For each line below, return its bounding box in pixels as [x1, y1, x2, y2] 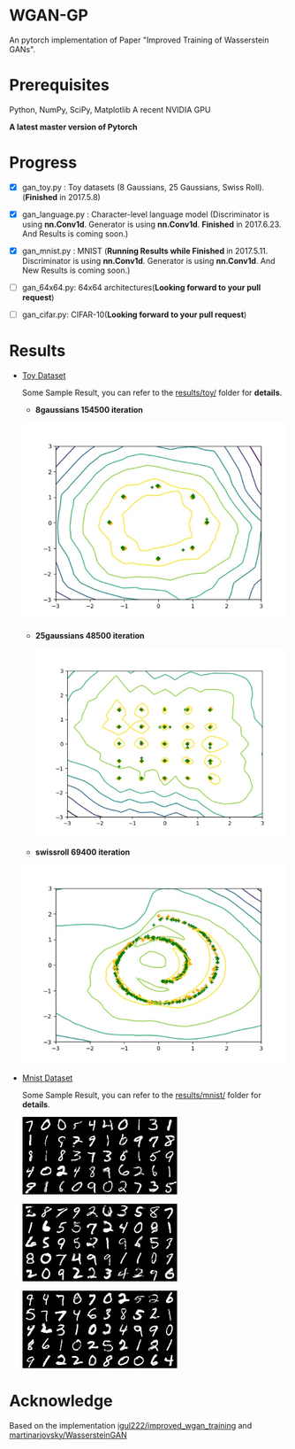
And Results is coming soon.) [21, 228, 129, 239]
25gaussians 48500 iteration [34, 631, 145, 641]
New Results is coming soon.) [21, 265, 131, 275]
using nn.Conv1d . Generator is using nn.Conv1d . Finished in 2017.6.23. [21, 219, 282, 229]
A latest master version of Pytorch [9, 121, 138, 132]
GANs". [9, 43, 36, 54]
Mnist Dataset [21, 1073, 73, 1083]
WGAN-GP [9, 5, 89, 26]
